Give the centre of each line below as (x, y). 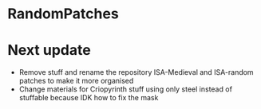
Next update (49, 51)
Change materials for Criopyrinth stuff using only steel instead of (126, 89)
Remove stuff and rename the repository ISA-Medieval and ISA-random (136, 72)
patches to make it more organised (76, 81)
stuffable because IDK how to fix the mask (89, 98)
